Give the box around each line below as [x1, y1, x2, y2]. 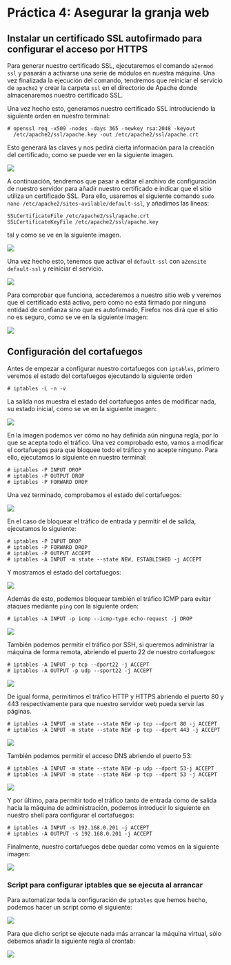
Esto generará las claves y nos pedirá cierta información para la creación [7, 143, 215, 152]
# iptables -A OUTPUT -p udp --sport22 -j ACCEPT [7, 667, 153, 674]
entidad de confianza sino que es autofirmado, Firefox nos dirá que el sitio [7, 306, 219, 314]
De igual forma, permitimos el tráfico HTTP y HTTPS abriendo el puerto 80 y [7, 692, 224, 701]
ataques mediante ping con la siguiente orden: [7, 602, 139, 610]
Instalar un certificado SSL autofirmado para [7, 33, 202, 44]
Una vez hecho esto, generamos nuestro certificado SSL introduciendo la [7, 105, 216, 112]
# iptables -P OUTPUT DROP [7, 472, 85, 479]
